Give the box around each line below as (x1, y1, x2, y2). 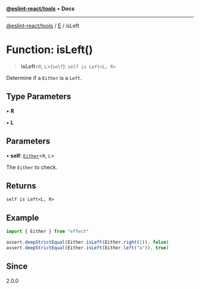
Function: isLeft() (6, 43, 93, 57)
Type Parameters (6, 92, 71, 102)
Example (6, 213, 39, 223)
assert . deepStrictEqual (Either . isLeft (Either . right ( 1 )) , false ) (6, 240, 169, 246)
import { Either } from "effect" (6, 229, 89, 235)
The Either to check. (6, 163, 58, 170)
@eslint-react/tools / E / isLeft (6, 22, 80, 29)
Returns (6, 181, 37, 191)
